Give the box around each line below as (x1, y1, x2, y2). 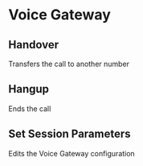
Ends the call (8, 103, 51, 114)
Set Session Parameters (8, 127, 131, 141)
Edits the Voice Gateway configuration (8, 148, 135, 158)
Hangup (8, 82, 50, 96)
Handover (8, 38, 59, 52)
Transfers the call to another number (8, 59, 130, 68)
